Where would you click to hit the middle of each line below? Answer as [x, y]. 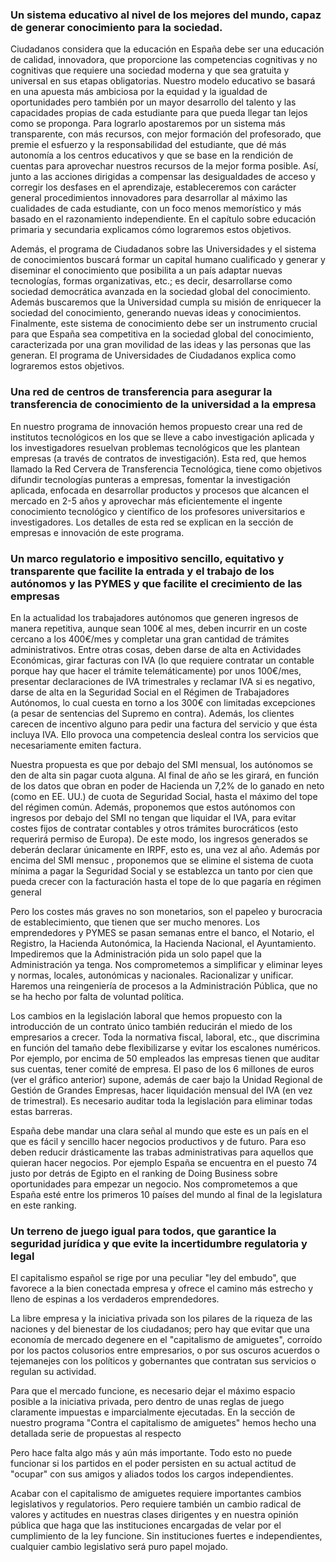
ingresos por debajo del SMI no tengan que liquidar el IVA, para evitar [153, 817]
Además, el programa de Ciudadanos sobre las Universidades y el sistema [163, 249]
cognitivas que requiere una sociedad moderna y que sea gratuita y [150, 70]
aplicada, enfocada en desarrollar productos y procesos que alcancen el [160, 490]
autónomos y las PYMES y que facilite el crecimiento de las [156, 583]
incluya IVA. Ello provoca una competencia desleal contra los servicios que [164, 734]
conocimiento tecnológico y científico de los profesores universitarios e [158, 511]
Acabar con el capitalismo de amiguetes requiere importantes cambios [156, 1494]
